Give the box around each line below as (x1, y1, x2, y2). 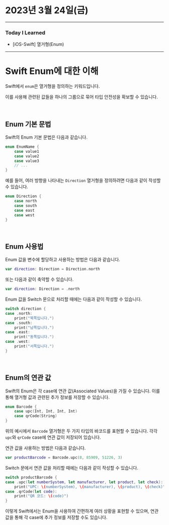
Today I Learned (5, 29, 46, 36)
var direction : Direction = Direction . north (5, 267, 100, 272)
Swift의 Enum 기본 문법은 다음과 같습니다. (5, 134, 88, 140)
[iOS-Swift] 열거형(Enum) (12, 41, 64, 47)
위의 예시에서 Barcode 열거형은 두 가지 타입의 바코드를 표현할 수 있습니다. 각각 (5, 428, 157, 434)
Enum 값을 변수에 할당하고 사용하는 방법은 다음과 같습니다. (5, 257, 121, 263)
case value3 (14, 158, 39, 163)
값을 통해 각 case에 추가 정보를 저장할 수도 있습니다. (5, 514, 108, 520)
